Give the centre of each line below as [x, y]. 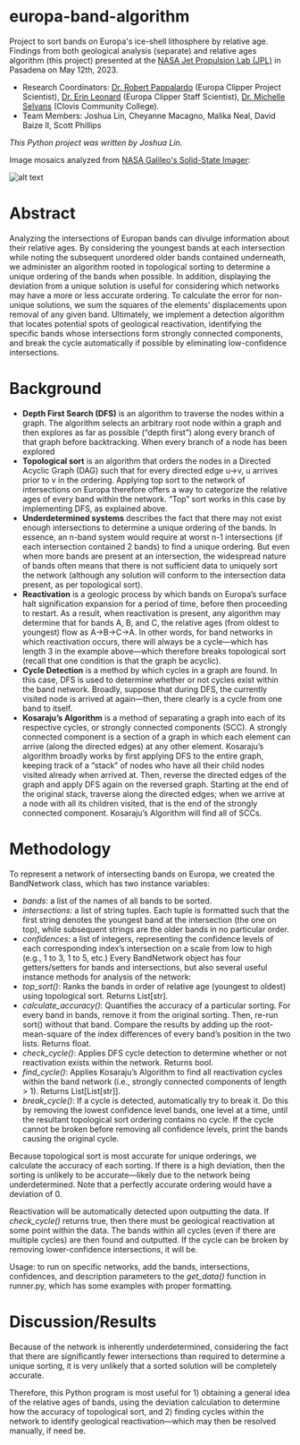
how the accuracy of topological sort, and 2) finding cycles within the [137, 1411]
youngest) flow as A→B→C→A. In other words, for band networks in [148, 632]
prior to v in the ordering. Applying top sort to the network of [133, 480]
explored [38, 451]
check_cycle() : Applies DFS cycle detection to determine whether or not [154, 1053]
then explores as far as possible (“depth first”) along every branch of [149, 432]
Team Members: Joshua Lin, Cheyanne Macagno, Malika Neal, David [149, 115]
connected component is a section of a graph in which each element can [156, 737]
